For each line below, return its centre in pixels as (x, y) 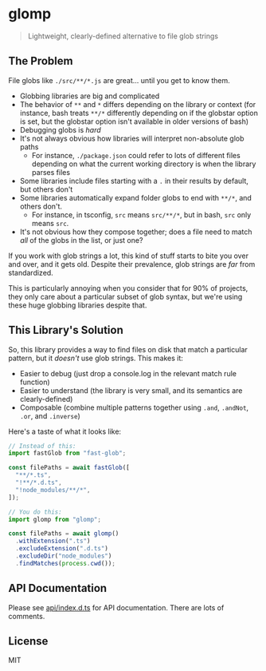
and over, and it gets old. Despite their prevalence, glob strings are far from (132, 264)
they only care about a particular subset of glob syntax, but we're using (125, 296)
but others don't (46, 189)
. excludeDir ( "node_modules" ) (64, 556)
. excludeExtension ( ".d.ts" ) (62, 549)
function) (35, 382)
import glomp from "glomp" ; (55, 519)
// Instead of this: (43, 446)
